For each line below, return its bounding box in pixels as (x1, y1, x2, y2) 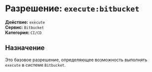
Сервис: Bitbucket (5, 24, 44, 30)
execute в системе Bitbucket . (5, 62, 66, 68)
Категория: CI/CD (5, 29, 42, 35)
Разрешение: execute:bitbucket (5, 3, 140, 14)
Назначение (5, 44, 45, 52)
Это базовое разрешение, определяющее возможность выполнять (5, 57, 148, 63)
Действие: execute (5, 19, 45, 25)
